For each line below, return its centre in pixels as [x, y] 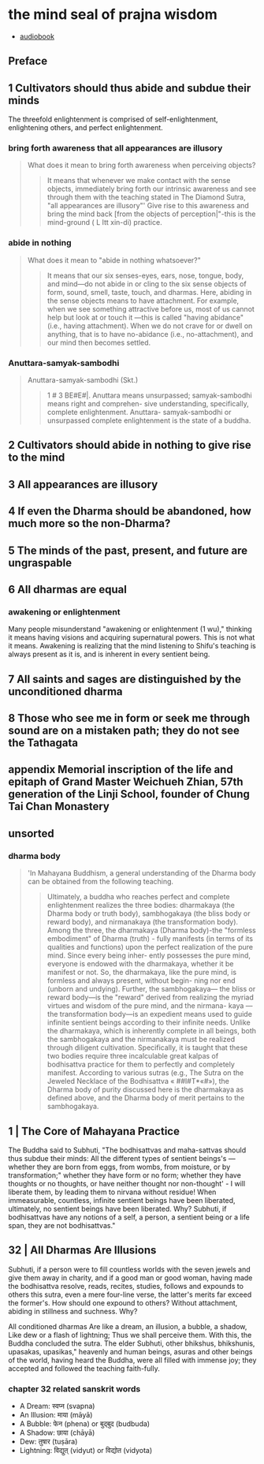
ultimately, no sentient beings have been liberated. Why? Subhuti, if [117, 1208]
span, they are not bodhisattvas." [62, 1225]
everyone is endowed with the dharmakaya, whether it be [140, 964]
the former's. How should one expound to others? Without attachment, [123, 1302]
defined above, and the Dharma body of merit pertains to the [146, 1098]
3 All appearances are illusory [83, 484]
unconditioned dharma [66, 691]
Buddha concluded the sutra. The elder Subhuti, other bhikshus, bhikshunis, [132, 1343]
